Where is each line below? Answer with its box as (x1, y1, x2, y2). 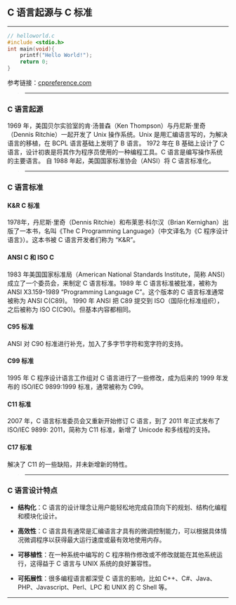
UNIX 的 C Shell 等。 (111, 583, 171, 591)
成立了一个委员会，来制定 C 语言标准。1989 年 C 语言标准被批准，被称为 (7, 279, 218, 287)
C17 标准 (7, 443, 32, 451)
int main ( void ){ (7, 45, 55, 53)
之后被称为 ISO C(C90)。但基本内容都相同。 (7, 305, 135, 314)
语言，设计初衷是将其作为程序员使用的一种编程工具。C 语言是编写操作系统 (7, 148, 223, 157)
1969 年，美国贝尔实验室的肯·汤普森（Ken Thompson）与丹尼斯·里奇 (7, 121, 206, 130)
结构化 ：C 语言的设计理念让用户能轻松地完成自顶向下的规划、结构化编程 (17, 503, 227, 511)
